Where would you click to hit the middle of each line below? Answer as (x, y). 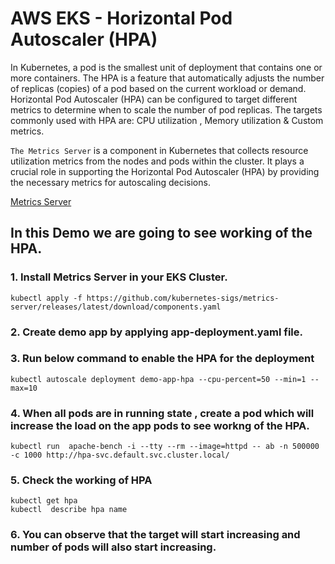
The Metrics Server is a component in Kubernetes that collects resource (159, 150)
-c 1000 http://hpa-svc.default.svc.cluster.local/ (120, 455)
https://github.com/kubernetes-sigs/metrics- (183, 298)
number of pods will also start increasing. (113, 547)
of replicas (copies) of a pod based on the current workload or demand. (158, 88)
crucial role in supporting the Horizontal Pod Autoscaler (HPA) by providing (165, 171)
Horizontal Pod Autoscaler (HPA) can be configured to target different (154, 99)
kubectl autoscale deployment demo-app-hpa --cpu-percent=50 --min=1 (158, 379)
